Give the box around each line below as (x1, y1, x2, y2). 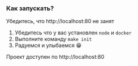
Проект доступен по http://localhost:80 (6, 54, 105, 61)
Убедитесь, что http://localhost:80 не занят (6, 18, 115, 25)
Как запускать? (6, 4, 54, 12)
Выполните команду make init (14, 36, 92, 43)
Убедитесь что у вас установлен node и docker (14, 29, 132, 36)
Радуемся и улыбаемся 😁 (14, 42, 82, 49)
